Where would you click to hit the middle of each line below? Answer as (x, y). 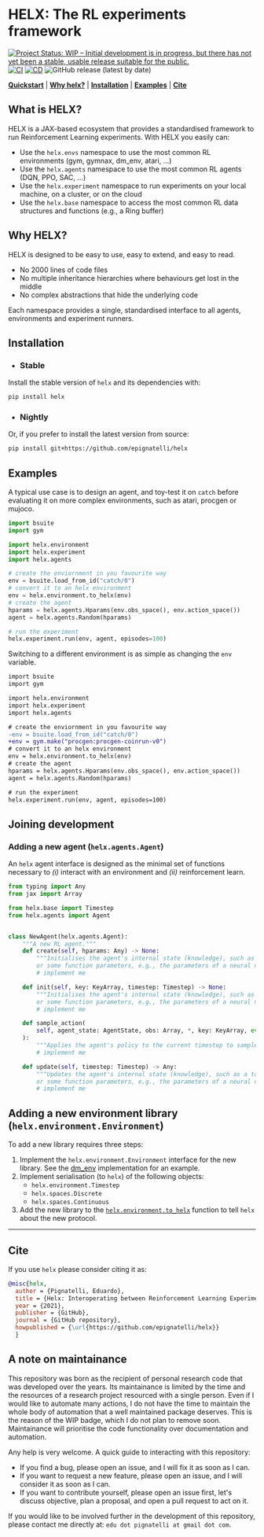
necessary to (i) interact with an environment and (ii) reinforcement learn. (127, 872)
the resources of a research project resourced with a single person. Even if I (131, 1395)
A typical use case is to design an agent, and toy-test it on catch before (123, 492)
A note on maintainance (68, 1360)
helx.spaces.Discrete (66, 1194)
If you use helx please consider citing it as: (77, 1269)
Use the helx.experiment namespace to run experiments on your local (132, 186)
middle (31, 286)
